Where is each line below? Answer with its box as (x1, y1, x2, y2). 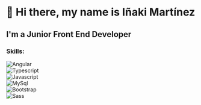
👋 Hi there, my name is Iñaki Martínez (6, 5, 196, 19)
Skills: (6, 47, 25, 55)
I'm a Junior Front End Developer (6, 29, 132, 39)
